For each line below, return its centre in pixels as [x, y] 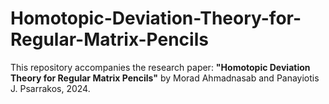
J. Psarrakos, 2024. [50, 88]
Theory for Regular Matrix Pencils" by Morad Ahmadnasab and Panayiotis [165, 78]
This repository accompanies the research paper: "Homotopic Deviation [160, 67]
